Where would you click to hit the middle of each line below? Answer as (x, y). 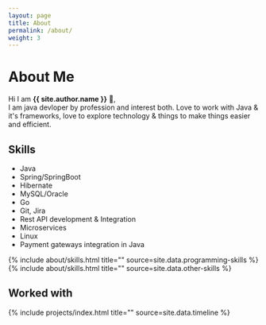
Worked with (40, 294)
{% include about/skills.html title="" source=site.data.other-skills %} (120, 268)
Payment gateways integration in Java (82, 244)
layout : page (30, 15)
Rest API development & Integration (78, 219)
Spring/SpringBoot (50, 177)
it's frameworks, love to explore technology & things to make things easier (129, 116)
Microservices (43, 228)
